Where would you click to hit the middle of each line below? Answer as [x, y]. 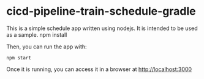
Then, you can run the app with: [47, 47]
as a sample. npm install [37, 34]
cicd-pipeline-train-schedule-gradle [101, 11]
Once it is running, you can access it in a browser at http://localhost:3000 [99, 69]
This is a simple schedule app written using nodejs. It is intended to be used [102, 28]
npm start [19, 58]
